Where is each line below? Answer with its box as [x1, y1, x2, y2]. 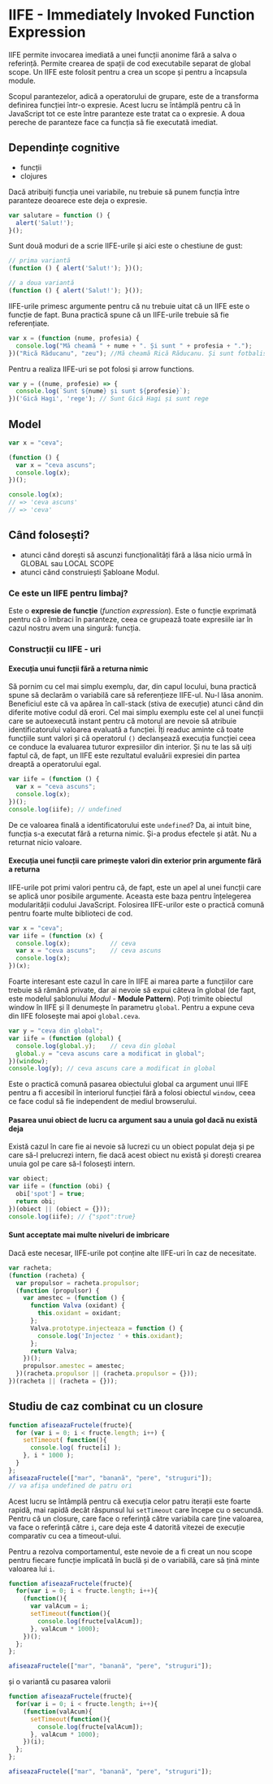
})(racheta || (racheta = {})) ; [8, 1377, 118, 1386]
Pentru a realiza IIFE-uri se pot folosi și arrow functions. [8, 364, 195, 374]
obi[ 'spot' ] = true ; [15, 1190, 85, 1198]
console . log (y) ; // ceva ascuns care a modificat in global [8, 1064, 217, 1073]
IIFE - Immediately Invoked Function [8, 6, 255, 24]
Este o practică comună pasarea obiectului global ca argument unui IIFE [8, 1079, 249, 1089]
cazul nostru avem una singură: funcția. [8, 623, 141, 633]
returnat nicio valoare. [8, 837, 83, 847]
